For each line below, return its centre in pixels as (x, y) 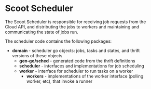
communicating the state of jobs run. (42, 32)
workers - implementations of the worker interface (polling (85, 76)
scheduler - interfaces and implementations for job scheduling (82, 66)
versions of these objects (37, 55)
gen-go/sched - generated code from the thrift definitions (77, 61)
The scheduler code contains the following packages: (58, 41)
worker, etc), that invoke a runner (59, 81)
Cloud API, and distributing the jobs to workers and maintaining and (72, 26)
